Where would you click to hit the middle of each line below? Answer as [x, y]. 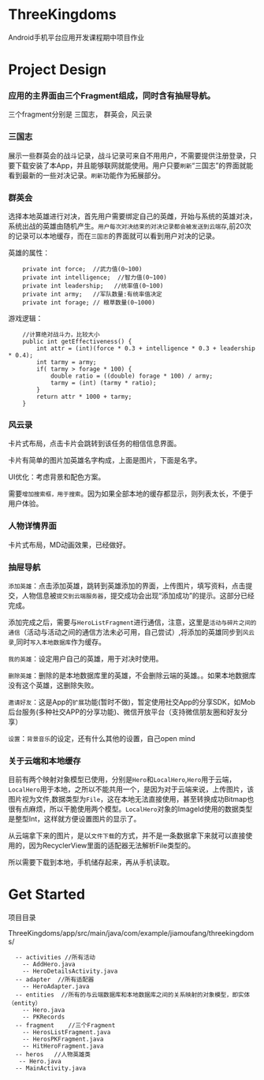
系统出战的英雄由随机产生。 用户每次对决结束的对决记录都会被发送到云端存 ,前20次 [130, 226]
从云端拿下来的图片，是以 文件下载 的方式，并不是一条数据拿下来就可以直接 [127, 836]
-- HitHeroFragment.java [63, 1046]
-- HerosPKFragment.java [63, 1039]
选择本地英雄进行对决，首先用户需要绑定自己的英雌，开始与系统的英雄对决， [132, 216]
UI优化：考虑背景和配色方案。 [57, 477]
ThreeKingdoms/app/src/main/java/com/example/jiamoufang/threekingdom [131, 933]
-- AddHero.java [49, 965]
